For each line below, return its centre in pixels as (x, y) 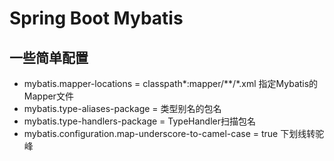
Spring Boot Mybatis (96, 18)
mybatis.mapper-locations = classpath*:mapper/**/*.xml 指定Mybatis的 (171, 83)
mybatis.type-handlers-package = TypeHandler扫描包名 (139, 121)
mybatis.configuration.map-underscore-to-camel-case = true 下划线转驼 (174, 133)
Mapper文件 (48, 96)
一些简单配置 (49, 57)
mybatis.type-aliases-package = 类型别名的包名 (122, 108)
